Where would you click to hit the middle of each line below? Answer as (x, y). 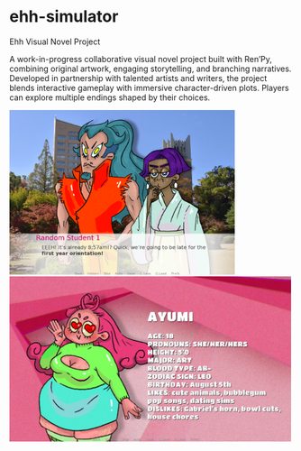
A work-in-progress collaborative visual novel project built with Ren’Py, (141, 59)
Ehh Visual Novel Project (55, 41)
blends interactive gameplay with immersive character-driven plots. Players (150, 87)
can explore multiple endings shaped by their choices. (110, 97)
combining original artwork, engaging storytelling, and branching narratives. (150, 69)
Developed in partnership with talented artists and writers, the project (138, 78)
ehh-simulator (64, 17)
